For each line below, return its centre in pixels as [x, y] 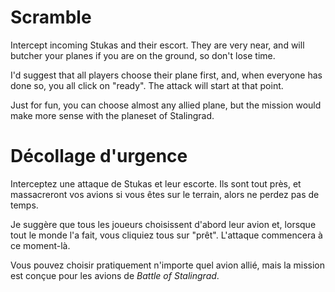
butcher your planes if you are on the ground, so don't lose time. [143, 55]
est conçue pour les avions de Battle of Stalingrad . [115, 275]
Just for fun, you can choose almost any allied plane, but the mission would [166, 105]
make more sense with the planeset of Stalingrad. [112, 115]
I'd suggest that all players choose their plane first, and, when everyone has [166, 75]
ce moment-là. [40, 245]
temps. [24, 205]
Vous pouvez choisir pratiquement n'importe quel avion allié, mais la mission [168, 265]
